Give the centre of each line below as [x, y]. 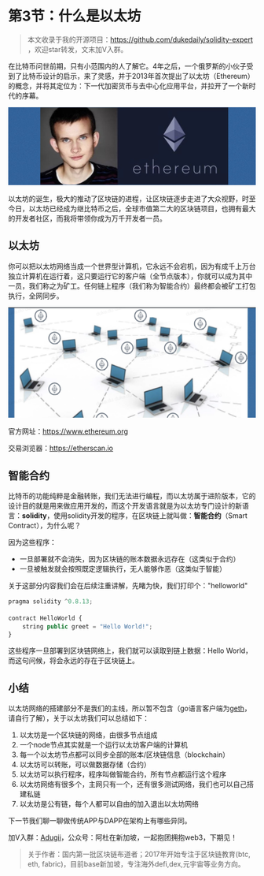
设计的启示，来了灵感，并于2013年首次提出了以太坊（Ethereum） [148, 76]
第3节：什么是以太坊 [75, 16]
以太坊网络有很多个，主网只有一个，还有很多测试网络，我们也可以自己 [133, 785]
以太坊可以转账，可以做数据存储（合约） [85, 765]
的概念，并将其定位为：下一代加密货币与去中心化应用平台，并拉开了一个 [125, 86]
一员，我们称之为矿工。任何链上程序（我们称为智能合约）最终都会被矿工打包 [132, 285]
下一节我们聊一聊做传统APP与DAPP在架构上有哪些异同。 [100, 821]
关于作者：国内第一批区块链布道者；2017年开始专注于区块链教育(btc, [139, 854]
